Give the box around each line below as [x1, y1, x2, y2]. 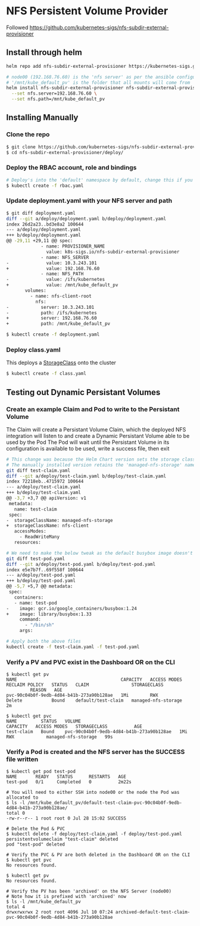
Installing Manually [6, 112, 79, 123]
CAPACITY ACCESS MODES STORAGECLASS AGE [6, 724, 143, 730]
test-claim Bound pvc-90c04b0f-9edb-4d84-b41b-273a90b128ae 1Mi [6, 729, 187, 735]
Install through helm [6, 48, 82, 58]
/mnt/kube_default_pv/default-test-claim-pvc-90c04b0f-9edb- [27, 800, 183, 806]
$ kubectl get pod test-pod [6, 769, 76, 775]
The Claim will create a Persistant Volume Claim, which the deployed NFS [6, 426, 186, 433]
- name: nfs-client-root [30, 293, 92, 299]
